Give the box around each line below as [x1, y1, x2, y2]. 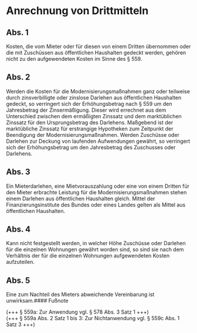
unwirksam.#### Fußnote [6, 297, 69, 304]
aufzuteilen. [6, 259, 35, 266]
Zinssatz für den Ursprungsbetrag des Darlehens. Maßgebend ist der [6, 119, 174, 126]
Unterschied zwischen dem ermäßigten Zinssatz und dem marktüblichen [6, 112, 182, 119]
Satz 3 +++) [6, 321, 35, 328]
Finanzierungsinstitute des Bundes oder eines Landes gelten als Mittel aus [6, 201, 186, 208]
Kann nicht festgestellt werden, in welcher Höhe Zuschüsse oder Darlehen [6, 240, 186, 247]
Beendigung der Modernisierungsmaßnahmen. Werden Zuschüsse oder [6, 131, 180, 138]
